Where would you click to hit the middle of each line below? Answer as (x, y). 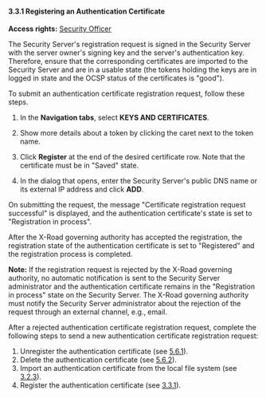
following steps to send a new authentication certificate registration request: (133, 336)
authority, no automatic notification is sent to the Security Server (114, 278)
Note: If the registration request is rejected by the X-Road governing (120, 270)
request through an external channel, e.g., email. (88, 312)
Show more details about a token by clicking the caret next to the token (137, 133)
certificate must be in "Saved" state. (79, 166)
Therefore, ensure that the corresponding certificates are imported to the (128, 61)
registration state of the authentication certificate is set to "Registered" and (131, 246)
